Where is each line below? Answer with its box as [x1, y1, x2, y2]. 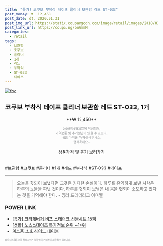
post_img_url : [5, 20, 34, 26]
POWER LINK [5, 204, 36, 211]
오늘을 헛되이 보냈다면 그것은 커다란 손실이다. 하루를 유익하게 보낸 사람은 [16, 180, 154, 185]
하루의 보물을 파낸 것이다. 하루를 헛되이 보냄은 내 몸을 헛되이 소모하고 [16, 186, 148, 192]
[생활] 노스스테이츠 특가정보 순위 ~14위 [12, 222, 86, 228]
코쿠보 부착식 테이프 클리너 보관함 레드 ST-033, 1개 [5, 103, 149, 111]
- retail [9, 34, 27, 39]
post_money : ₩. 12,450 [5, 12, 51, 16]
